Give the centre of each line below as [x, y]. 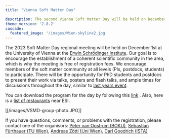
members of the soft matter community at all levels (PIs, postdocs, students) [85, 69]
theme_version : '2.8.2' [30, 24]
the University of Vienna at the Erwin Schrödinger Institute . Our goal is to [81, 53]
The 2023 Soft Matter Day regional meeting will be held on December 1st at [84, 48]
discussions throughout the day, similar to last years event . [67, 85]
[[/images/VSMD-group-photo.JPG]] [44, 111]
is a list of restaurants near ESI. [38, 101]
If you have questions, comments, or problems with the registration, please [83, 120]
